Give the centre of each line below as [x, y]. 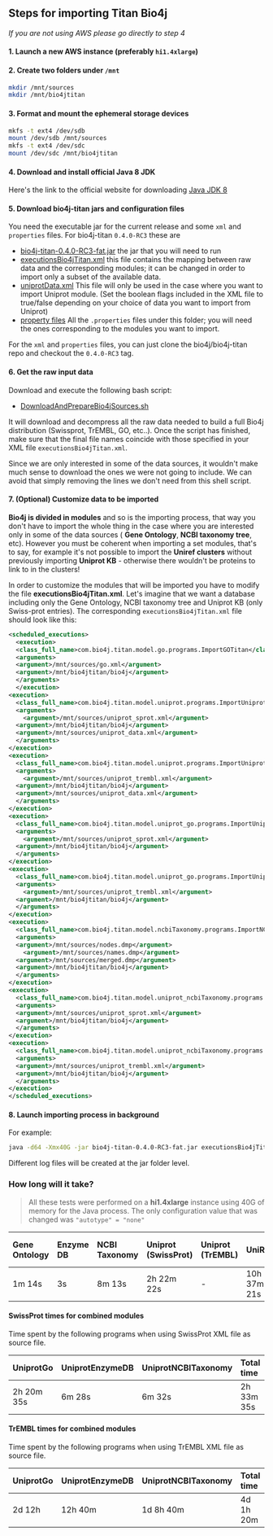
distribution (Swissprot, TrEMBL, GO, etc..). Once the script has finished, [129, 430]
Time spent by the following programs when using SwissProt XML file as [130, 1333]
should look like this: [43, 619]
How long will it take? [51, 1184]
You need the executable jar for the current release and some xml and [125, 226]
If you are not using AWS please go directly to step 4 [97, 33]
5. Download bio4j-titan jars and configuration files [97, 208]
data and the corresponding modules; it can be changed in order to [132, 269]
